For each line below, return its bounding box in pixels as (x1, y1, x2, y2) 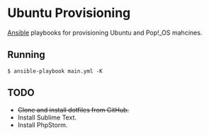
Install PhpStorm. (17, 120, 68, 129)
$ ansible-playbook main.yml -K (7, 67, 103, 75)
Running (7, 49, 46, 61)
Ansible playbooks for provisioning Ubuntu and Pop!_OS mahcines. (7, 28, 203, 37)
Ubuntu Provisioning (7, 5, 131, 21)
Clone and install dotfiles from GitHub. (17, 105, 130, 114)
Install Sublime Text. (17, 113, 77, 122)
